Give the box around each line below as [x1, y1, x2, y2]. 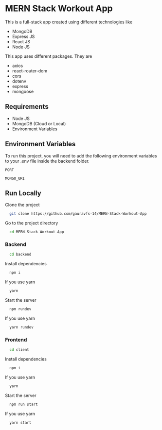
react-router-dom [12, 68, 48, 73]
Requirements [5, 103, 49, 111]
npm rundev [9, 307, 32, 311]
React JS [12, 38, 31, 44]
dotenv [12, 78, 27, 84]
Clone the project [5, 202, 40, 208]
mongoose [12, 88, 34, 94]
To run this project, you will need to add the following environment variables [5, 153, 157, 158]
